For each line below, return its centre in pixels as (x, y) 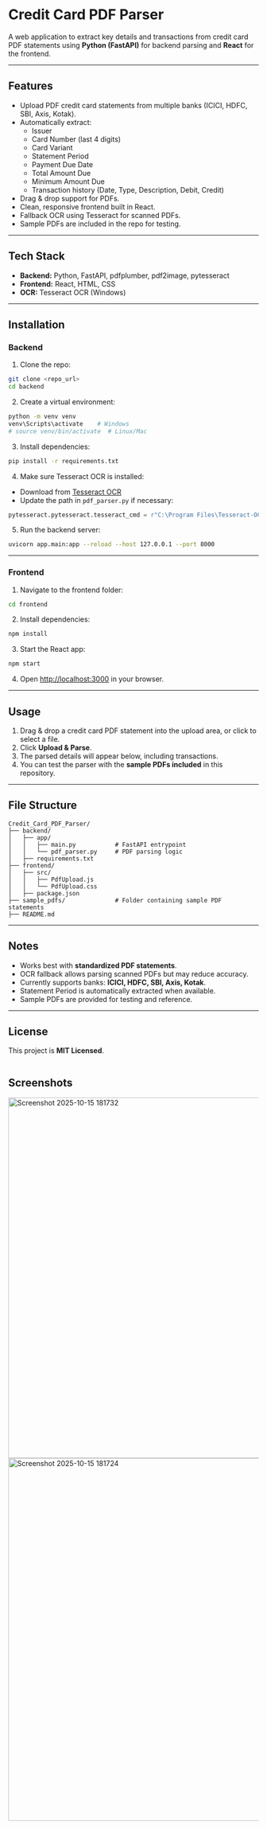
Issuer (42, 131)
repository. (37, 773)
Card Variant (52, 147)
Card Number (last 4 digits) (76, 139)
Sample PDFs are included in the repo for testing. (100, 224)
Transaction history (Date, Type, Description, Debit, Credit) (128, 189)
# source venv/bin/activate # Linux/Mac (78, 431)
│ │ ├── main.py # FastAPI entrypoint (97, 844)
